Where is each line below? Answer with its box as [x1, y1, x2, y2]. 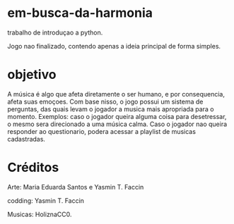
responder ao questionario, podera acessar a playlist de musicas [7, 127, 197, 135]
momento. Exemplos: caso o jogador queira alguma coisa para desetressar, [7, 112, 227, 120]
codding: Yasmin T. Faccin [7, 196, 85, 205]
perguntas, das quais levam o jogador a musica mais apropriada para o [7, 104, 214, 113]
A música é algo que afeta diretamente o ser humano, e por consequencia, [7, 89, 225, 98]
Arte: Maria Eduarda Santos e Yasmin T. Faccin [7, 182, 144, 191]
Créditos [7, 160, 59, 175]
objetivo [7, 67, 57, 82]
